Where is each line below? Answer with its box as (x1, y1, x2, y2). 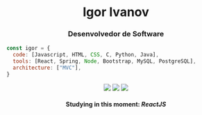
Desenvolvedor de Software (67, 29, 165, 39)
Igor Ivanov (82, 4, 150, 20)
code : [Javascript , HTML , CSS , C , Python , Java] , (12, 52, 159, 59)
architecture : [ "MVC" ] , (12, 64, 81, 72)
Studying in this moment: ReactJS (65, 100, 167, 109)
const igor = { (6, 45, 51, 52)
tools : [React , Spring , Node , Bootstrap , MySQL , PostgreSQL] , (12, 58, 196, 65)
